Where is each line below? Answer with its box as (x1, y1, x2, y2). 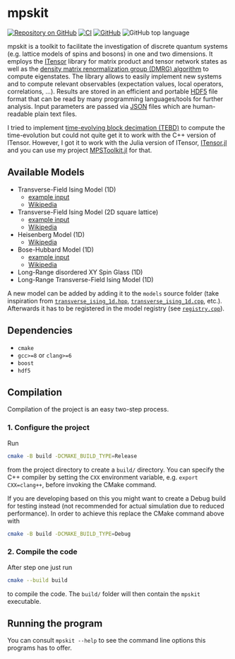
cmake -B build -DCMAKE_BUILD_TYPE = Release (7, 453, 138, 460)
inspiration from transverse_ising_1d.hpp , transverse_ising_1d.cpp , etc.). (7, 296, 222, 305)
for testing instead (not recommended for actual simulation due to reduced (7, 501, 224, 510)
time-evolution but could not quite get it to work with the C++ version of (7, 131, 217, 139)
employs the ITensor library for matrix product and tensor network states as (7, 57, 227, 65)
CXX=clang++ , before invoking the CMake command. (7, 480, 157, 489)
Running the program (7, 617, 103, 629)
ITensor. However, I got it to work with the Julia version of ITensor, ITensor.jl (7, 138, 227, 146)
